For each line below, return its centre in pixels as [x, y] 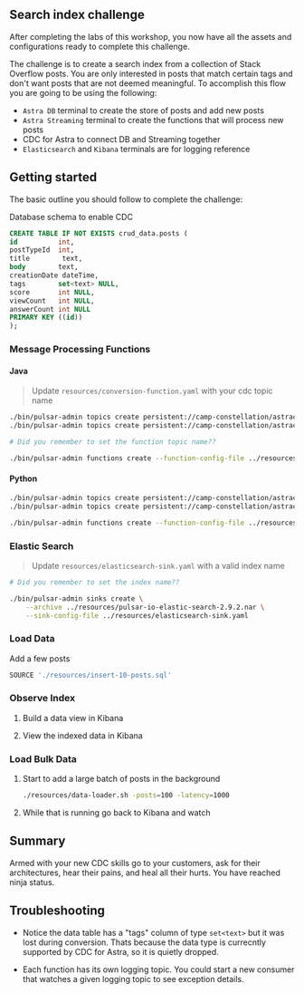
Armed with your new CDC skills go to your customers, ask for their [135, 863]
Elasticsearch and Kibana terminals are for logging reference [136, 149]
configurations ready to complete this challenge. [100, 46]
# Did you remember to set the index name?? [95, 582]
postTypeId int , [42, 250]
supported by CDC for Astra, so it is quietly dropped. [120, 951]
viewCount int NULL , [52, 301]
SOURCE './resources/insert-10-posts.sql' [90, 675]
